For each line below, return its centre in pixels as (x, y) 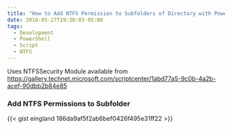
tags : (15, 26)
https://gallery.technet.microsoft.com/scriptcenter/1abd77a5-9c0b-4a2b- (112, 78)
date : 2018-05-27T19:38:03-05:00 (55, 20)
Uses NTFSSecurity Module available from (68, 71)
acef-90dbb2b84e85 (37, 86)
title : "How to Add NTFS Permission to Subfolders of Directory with (109, 13)
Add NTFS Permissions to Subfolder (69, 104)
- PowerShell (32, 39)
